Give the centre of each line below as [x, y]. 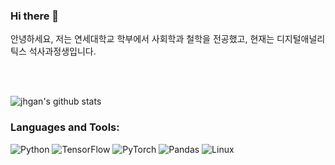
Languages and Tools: [65, 127]
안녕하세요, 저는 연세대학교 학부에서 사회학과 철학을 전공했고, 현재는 [142, 39]
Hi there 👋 [35, 16]
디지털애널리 [301, 39]
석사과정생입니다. [62, 51]
